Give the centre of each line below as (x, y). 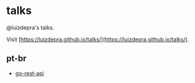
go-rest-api (30, 73)
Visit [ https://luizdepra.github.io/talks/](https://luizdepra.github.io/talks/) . (98, 39)
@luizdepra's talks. (30, 27)
